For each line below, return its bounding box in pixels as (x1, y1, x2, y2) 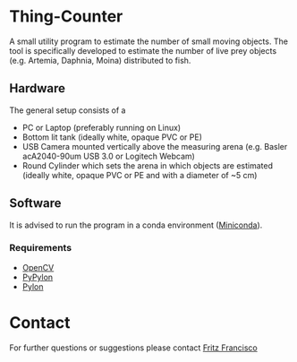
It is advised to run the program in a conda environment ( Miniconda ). (9, 220, 263, 230)
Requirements (9, 242, 72, 254)
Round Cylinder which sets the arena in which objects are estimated (21, 159, 274, 171)
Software (9, 195, 62, 211)
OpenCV (21, 262, 55, 272)
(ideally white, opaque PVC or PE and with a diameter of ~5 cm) (21, 169, 258, 180)
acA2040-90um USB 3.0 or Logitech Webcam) (21, 151, 195, 161)
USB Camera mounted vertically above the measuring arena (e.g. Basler (21, 141, 288, 151)
